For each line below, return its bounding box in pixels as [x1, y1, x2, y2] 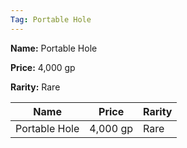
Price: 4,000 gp [10, 61, 76, 73]
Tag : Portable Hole [10, 14, 92, 25]
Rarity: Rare [10, 81, 61, 93]
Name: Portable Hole [10, 42, 98, 54]
